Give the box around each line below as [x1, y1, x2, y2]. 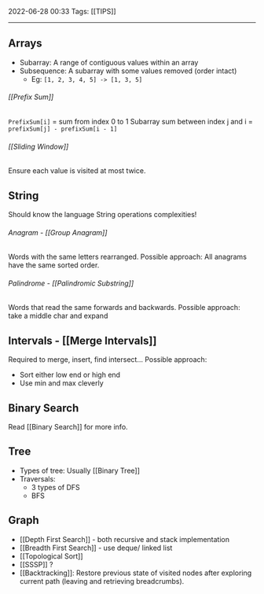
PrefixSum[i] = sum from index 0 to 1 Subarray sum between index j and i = [8, 117, 253, 127]
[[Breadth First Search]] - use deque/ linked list [19, 543, 173, 552]
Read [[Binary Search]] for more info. [8, 422, 128, 432]
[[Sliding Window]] [8, 142, 69, 151]
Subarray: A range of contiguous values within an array [19, 57, 199, 67]
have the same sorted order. [8, 260, 100, 270]
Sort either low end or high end [19, 370, 120, 380]
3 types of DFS [31, 482, 80, 492]
